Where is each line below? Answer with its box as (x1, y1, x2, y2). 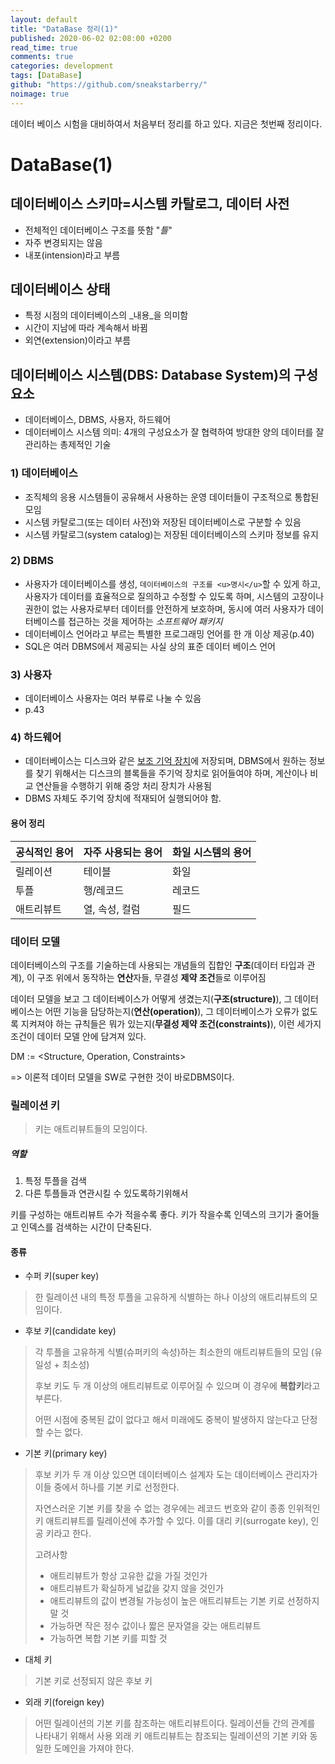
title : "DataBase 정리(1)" (10, 24, 119, 34)
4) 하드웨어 (10, 731, 62, 745)
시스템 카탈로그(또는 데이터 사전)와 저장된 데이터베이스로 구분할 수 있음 (24, 516, 302, 528)
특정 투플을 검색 (24, 1175, 87, 1187)
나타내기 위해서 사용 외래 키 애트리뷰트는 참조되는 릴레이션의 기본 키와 (34, 1730, 308, 1742)
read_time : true (10, 42, 78, 53)
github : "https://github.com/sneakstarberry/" (10, 80, 208, 90)
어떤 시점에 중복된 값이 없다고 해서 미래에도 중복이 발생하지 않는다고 (34, 1414, 300, 1426)
